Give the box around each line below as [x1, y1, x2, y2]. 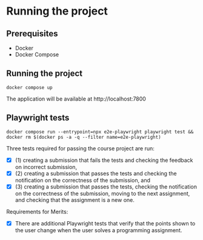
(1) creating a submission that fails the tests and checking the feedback [15, 156, 193, 164]
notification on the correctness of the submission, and [15, 176, 150, 184]
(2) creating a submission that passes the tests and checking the [15, 170, 177, 177]
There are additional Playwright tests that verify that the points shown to [15, 219, 196, 227]
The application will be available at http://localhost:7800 [6, 95, 147, 102]
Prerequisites [6, 28, 58, 39]
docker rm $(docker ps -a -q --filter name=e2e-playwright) [6, 134, 162, 140]
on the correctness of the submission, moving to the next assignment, [15, 190, 190, 197]
